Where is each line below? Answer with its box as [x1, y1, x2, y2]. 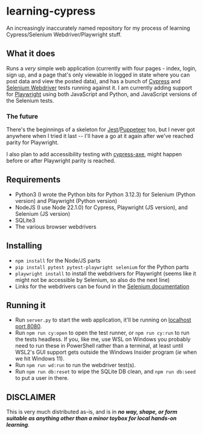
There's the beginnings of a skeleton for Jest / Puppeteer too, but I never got [6, 126, 195, 133]
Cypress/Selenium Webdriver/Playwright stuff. [6, 30, 122, 38]
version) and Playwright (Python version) [15, 197, 118, 204]
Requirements [6, 174, 61, 185]
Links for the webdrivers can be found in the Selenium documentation [15, 283, 190, 290]
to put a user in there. [15, 374, 69, 382]
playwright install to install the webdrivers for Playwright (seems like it [15, 269, 196, 277]
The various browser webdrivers [15, 223, 97, 230]
